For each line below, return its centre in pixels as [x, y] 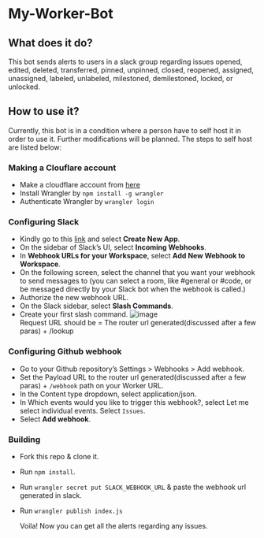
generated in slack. [51, 495]
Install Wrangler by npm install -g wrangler [91, 193]
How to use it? [44, 111]
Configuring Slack [44, 222]
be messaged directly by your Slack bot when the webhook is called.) [132, 289]
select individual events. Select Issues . [82, 410]
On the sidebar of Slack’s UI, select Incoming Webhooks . [113, 247]
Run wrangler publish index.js [71, 510]
